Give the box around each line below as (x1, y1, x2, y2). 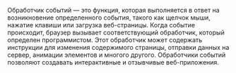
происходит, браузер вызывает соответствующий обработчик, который (7, 28, 225, 36)
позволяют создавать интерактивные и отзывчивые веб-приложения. (7, 58, 219, 66)
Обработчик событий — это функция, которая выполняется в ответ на (7, 6, 220, 14)
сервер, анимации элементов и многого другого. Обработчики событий (7, 51, 226, 59)
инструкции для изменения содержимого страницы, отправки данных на (7, 44, 230, 51)
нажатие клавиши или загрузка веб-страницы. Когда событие (7, 21, 196, 29)
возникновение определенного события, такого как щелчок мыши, (7, 13, 211, 22)
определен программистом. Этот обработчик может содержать (7, 36, 203, 44)
